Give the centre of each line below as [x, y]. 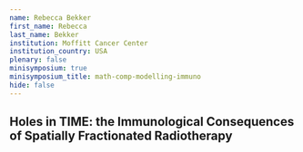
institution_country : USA [58, 52]
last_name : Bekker [44, 34]
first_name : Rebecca [49, 26]
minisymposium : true [49, 69]
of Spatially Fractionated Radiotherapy [121, 136]
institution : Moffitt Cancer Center [79, 43]
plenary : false [38, 60]
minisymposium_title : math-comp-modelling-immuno [106, 77]
